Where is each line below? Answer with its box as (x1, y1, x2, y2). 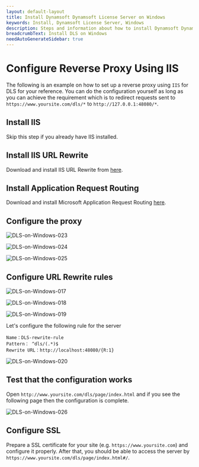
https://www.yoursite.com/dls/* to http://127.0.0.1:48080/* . (6, 100, 159, 107)
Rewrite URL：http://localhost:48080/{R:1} (6, 347, 114, 353)
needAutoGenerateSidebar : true (6, 36, 84, 42)
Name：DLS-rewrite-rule (6, 335, 64, 341)
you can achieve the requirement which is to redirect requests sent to (6, 94, 176, 101)
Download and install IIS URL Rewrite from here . (6, 166, 123, 173)
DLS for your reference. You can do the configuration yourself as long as (6, 87, 184, 95)
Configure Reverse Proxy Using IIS (6, 62, 179, 75)
